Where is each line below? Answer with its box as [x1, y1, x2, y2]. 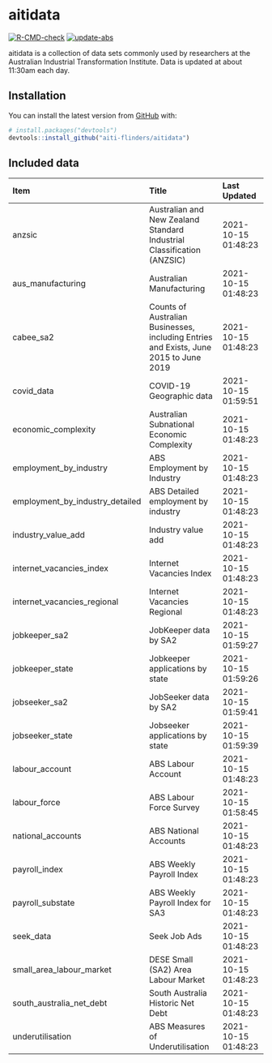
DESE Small [149, 954, 193, 966]
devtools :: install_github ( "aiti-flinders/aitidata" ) [8, 134, 190, 142]
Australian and [149, 204, 204, 216]
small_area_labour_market [12, 964, 112, 975]
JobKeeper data [149, 624, 210, 636]
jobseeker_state [12, 730, 73, 741]
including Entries [149, 332, 213, 343]
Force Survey [149, 802, 200, 813]
